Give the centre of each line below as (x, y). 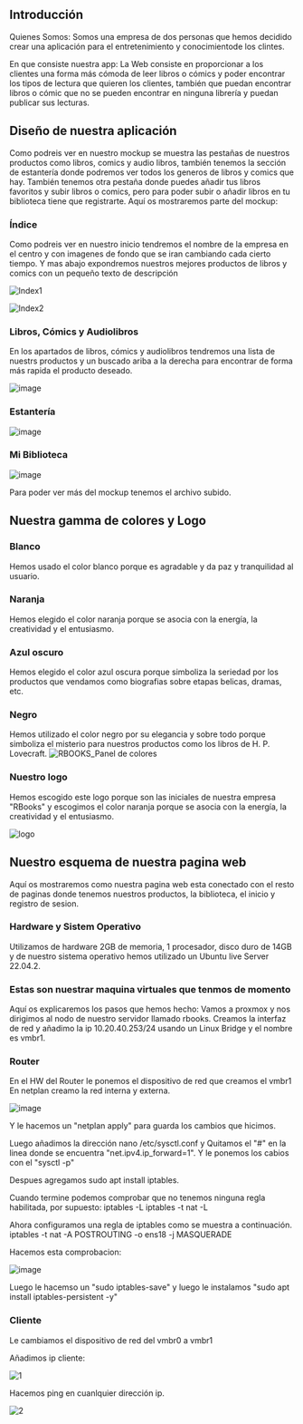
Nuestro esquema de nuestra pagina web (128, 862)
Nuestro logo (38, 777)
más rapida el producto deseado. (71, 371)
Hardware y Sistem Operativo (76, 926)
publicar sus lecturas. (50, 102)
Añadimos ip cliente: (47, 1358)
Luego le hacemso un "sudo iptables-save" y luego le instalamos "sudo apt (150, 1287)
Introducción (47, 15)
